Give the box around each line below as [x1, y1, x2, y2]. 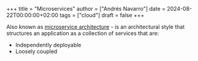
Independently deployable [15, 42, 82, 48]
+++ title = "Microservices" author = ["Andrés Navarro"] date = [6, 5, 166, 12]
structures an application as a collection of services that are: [6, 30, 159, 37]
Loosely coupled [15, 48, 58, 55]
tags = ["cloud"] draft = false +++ [59, 11, 145, 19]
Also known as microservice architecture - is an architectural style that [6, 24, 185, 30]
